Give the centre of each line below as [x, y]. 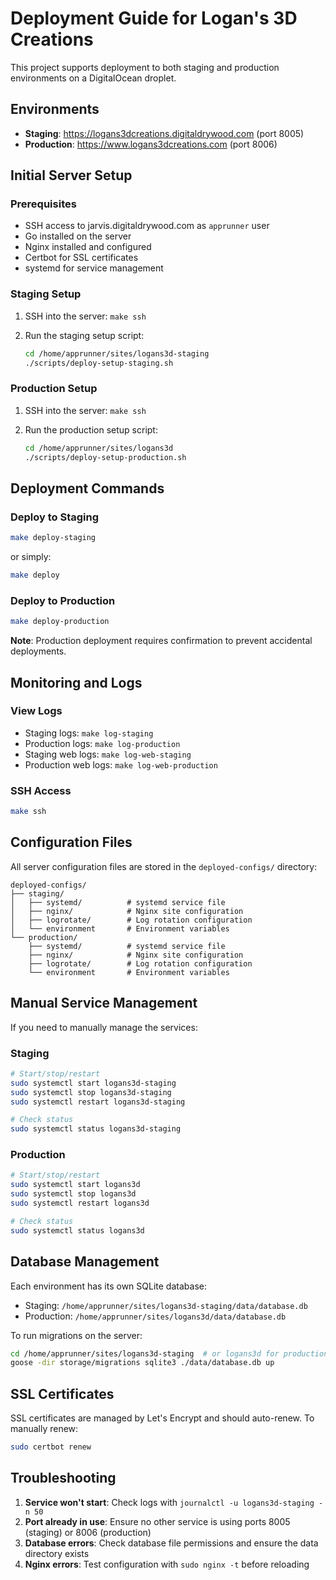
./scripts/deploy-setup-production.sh [105, 457]
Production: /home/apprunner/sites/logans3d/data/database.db [155, 1316]
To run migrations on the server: [76, 1335]
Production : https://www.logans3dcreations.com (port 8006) [151, 144]
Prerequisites [43, 204]
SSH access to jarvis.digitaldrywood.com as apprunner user [147, 226]
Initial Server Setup [71, 175]
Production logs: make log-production [102, 743]
